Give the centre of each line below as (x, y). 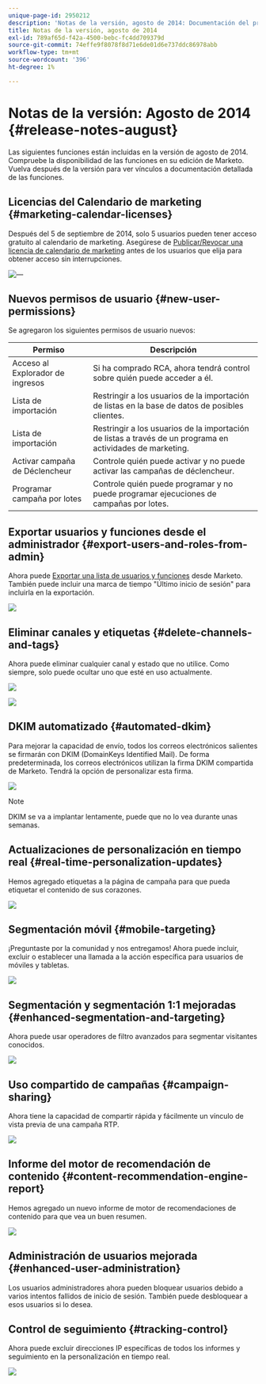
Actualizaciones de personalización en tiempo (125, 850)
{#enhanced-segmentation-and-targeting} (117, 1017)
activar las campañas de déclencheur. (164, 471)
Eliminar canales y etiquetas (79, 632)
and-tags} (34, 645)
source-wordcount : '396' (49, 60)
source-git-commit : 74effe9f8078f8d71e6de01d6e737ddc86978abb (113, 45)
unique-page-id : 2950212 (49, 15)
